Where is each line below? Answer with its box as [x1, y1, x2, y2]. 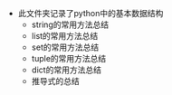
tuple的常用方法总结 [31, 53, 107, 63]
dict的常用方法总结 [31, 64, 102, 75]
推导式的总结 [31, 76, 80, 86]
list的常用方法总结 [31, 31, 99, 41]
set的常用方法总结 [31, 42, 100, 52]
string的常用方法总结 [31, 19, 110, 30]
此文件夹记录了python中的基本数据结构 [17, 8, 164, 18]
